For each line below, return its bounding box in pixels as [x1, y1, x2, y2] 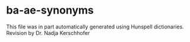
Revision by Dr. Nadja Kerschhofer [6, 29, 90, 36]
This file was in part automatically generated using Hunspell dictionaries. [6, 23, 184, 30]
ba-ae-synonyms [6, 4, 94, 17]
